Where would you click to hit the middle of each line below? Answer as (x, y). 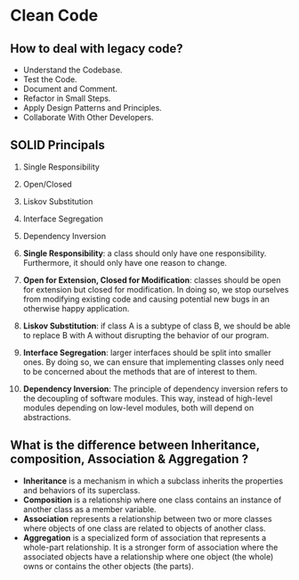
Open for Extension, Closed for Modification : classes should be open (152, 280)
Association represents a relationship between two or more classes (147, 518)
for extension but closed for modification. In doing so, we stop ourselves (156, 289)
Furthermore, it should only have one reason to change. (125, 262)
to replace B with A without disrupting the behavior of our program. (146, 335)
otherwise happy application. (76, 308)
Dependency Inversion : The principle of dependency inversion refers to (155, 388)
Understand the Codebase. (73, 70)
